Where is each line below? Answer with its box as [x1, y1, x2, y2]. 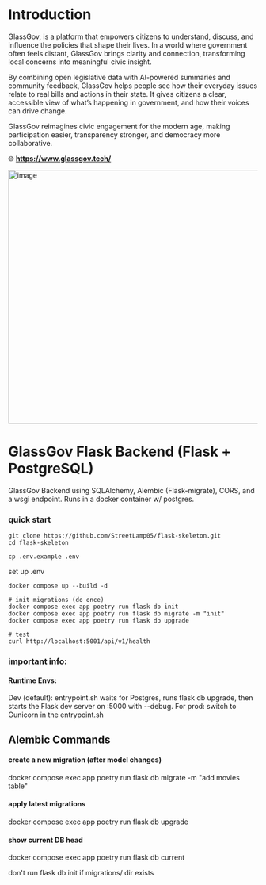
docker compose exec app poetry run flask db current [8, 852, 185, 862]
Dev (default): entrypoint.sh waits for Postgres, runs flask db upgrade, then [8, 693, 253, 703]
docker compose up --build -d [8, 582, 108, 590]
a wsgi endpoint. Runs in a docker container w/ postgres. [8, 494, 195, 504]
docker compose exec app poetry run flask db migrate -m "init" [8, 610, 225, 618]
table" [8, 781, 28, 791]
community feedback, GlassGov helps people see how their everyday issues [8, 81, 258, 90]
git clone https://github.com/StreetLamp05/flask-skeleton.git [8, 532, 222, 540]
